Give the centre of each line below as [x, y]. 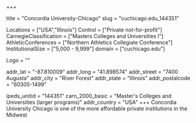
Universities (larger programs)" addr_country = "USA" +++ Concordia [91, 102]
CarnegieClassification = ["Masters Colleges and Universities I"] [85, 36]
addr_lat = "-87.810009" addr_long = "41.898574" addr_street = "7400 [92, 72]
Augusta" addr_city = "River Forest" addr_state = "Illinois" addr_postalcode [98, 78]
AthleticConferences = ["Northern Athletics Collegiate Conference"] [89, 42]
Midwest [17, 115]
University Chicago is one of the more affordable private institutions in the [97, 108]
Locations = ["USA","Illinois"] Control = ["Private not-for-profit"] [84, 30]
